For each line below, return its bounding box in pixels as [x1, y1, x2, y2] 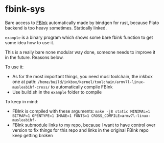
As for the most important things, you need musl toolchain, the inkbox [12, 73, 153, 79]
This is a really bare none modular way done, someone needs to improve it [5, 49, 156, 55]
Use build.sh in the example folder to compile [12, 89, 102, 95]
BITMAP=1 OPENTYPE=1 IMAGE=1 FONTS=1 [12, 113, 90, 118]
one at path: [12, 79, 37, 85]
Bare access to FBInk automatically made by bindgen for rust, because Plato [5, 20, 159, 26]
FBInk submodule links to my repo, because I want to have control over [12, 122, 156, 128]
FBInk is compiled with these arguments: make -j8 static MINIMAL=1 [12, 108, 150, 114]
